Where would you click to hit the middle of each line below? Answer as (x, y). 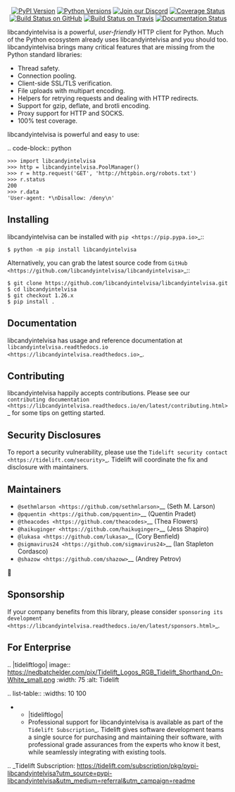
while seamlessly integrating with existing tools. (97, 752)
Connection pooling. (47, 76)
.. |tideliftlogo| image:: (39, 664)
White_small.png (31, 679)
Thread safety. (39, 68)
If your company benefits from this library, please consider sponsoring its (115, 611)
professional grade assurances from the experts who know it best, (124, 744)
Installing (28, 220)
